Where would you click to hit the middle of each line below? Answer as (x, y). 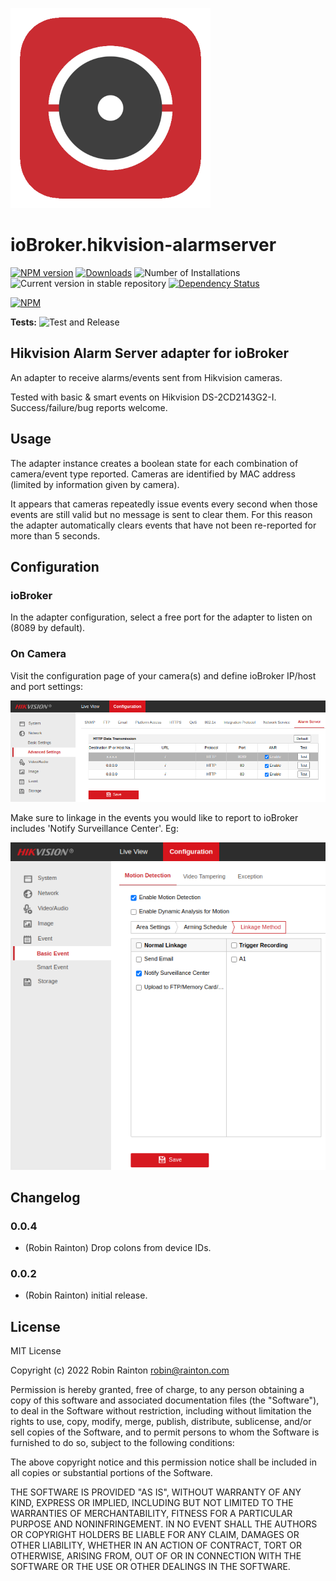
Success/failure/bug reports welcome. (89, 407)
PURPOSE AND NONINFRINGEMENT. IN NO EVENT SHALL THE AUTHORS (164, 1524)
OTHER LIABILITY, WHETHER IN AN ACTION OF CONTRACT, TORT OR (156, 1545)
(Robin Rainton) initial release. (86, 1295)
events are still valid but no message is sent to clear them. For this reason (161, 514)
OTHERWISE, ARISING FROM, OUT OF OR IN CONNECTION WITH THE (156, 1556)
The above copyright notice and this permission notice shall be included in (163, 1462)
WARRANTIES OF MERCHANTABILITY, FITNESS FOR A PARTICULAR (151, 1514)
